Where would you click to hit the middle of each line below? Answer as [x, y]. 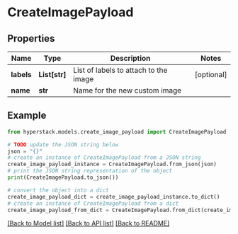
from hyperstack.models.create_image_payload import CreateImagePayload [117, 131]
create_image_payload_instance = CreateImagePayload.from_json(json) [112, 164]
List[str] [52, 75]
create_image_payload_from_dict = [58, 210]
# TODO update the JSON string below [63, 145]
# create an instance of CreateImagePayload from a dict [93, 203]
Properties [31, 39]
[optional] [211, 75]
